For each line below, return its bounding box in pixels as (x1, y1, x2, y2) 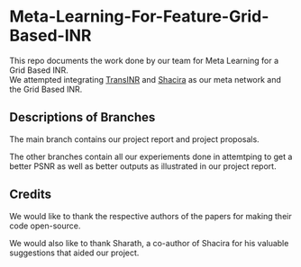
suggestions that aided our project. (9, 247, 140, 258)
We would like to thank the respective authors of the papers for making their (9, 210, 292, 221)
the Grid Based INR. (9, 84, 83, 94)
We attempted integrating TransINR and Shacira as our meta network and (9, 74, 282, 85)
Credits (9, 187, 52, 202)
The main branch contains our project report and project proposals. (9, 133, 260, 145)
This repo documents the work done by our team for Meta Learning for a (9, 55, 279, 66)
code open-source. (9, 220, 81, 231)
